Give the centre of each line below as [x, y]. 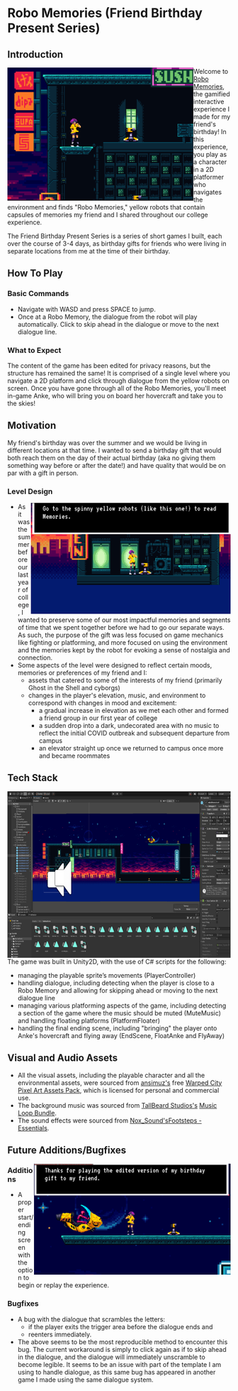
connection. [35, 658]
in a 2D [204, 169]
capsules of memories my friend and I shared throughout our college [108, 215]
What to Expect [34, 350]
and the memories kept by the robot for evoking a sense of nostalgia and [124, 650]
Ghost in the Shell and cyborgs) [74, 688]
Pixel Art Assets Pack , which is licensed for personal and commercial [118, 1090]
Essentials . [33, 1128]
